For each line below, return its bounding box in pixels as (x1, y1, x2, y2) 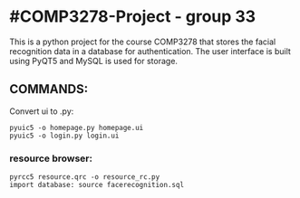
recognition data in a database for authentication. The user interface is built (9, 45, 292, 56)
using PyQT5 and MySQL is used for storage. (9, 55, 179, 66)
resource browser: (9, 152, 93, 165)
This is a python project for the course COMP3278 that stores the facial (9, 36, 276, 47)
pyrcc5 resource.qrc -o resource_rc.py (9, 173, 160, 182)
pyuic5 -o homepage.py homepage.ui (9, 123, 144, 132)
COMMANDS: (9, 81, 89, 97)
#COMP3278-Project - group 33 (9, 6, 256, 27)
